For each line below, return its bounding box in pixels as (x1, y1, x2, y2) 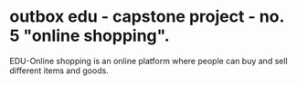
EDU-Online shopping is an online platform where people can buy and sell (9, 55, 288, 66)
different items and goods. (9, 65, 110, 76)
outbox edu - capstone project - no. (9, 6, 285, 27)
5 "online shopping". (9, 25, 171, 46)
